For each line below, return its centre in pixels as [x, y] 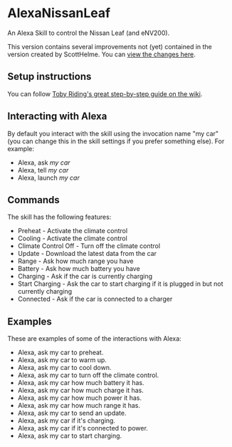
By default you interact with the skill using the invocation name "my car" [113, 133]
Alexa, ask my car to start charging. [70, 436]
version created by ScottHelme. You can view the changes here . [101, 54]
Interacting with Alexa [57, 117]
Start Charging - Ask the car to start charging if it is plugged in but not [120, 284]
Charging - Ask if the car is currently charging [85, 277]
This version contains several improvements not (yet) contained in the [110, 46]
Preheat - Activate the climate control [73, 231]
